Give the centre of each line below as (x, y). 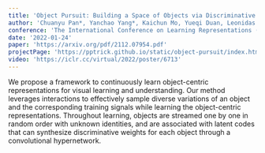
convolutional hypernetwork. (55, 140)
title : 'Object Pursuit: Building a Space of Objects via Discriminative (132, 15)
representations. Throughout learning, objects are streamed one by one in (128, 115)
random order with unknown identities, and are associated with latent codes (131, 124)
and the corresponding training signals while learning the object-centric (125, 106)
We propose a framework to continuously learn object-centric (108, 82)
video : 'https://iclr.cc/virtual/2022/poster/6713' (95, 60)
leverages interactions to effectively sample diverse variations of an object (129, 99)
